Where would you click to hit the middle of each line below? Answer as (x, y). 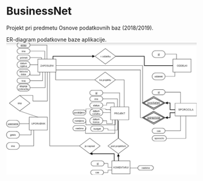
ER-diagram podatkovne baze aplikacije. (56, 39)
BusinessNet (39, 11)
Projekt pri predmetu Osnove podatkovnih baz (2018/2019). (80, 28)
